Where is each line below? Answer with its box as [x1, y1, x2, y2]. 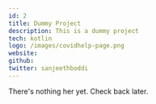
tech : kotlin [8, 34, 53, 43]
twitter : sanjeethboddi [8, 64, 89, 73]
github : [8, 57, 35, 65]
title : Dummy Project [8, 19, 82, 27]
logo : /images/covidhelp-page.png [8, 42, 125, 50]
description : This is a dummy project [8, 27, 139, 35]
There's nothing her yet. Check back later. [8, 86, 149, 96]
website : [8, 49, 38, 57]
